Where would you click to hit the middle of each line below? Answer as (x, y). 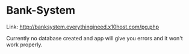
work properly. (24, 45)
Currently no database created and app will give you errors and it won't (95, 38)
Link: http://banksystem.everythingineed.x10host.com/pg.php (83, 27)
